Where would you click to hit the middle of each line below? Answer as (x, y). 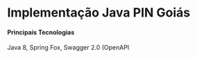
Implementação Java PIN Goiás (99, 13)
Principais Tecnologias (41, 32)
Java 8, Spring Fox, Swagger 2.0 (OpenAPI (68, 48)
